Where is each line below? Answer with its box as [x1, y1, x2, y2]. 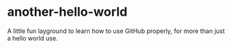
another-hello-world [7, 4, 127, 20]
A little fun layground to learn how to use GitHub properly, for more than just [7, 27, 225, 35]
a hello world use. [7, 34, 58, 42]
